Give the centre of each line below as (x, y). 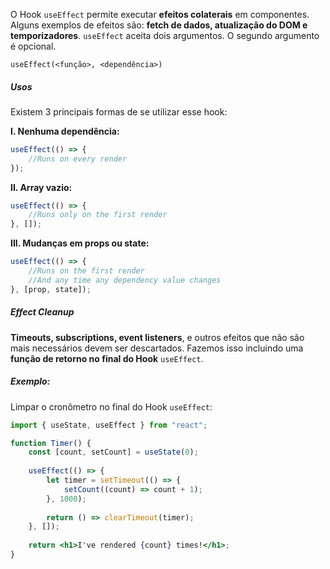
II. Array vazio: (41, 187)
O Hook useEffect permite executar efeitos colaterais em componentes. (160, 14)
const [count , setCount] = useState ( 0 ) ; (113, 452)
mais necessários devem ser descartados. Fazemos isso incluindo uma (157, 348)
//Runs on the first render (86, 271)
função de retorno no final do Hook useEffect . (107, 358)
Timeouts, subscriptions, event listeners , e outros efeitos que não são (157, 337)
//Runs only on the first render (98, 215)
